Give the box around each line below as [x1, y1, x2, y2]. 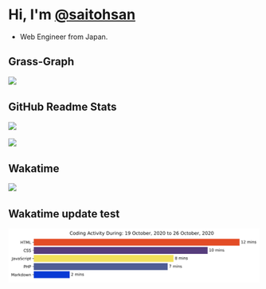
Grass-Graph [8, 55, 75, 68]
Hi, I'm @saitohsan [8, 6, 136, 24]
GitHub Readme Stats [8, 100, 117, 114]
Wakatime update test [8, 207, 120, 221]
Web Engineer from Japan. [19, 32, 108, 41]
